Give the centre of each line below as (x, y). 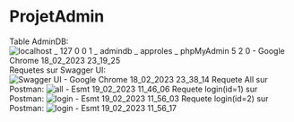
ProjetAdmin (57, 17)
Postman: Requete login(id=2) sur (139, 98)
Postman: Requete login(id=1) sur (134, 89)
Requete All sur (240, 79)
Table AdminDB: (39, 41)
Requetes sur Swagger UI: (57, 70)
